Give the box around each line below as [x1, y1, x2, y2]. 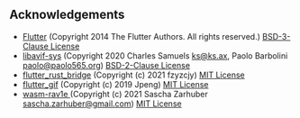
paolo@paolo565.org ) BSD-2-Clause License [22, 59, 191, 70]
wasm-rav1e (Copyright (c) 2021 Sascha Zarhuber [22, 88, 209, 99]
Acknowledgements [9, 7, 125, 23]
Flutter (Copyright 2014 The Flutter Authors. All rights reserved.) [22, 31, 261, 41]
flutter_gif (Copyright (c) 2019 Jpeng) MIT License [22, 78, 209, 89]
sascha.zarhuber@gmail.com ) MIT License [22, 98, 182, 109]
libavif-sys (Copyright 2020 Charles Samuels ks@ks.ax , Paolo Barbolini [22, 50, 288, 61]
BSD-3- [262, 31, 291, 41]
